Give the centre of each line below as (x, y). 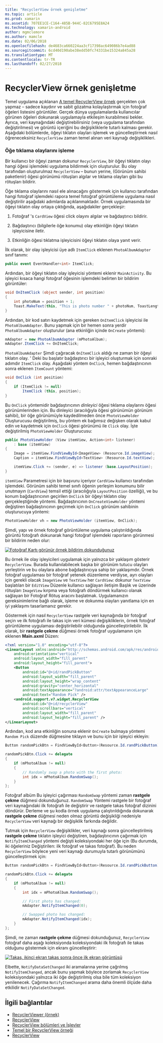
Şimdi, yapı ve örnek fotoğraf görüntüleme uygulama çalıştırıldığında (73, 530)
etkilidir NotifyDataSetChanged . (35, 987)
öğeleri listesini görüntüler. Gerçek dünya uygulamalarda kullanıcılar (73, 112)
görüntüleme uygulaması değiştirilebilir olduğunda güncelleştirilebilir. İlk (76, 626)
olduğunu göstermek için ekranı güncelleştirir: (51, 948)
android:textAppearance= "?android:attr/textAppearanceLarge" (86, 690)
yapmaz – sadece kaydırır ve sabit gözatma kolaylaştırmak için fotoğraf (76, 107)
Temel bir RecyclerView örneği (43, 1030)
